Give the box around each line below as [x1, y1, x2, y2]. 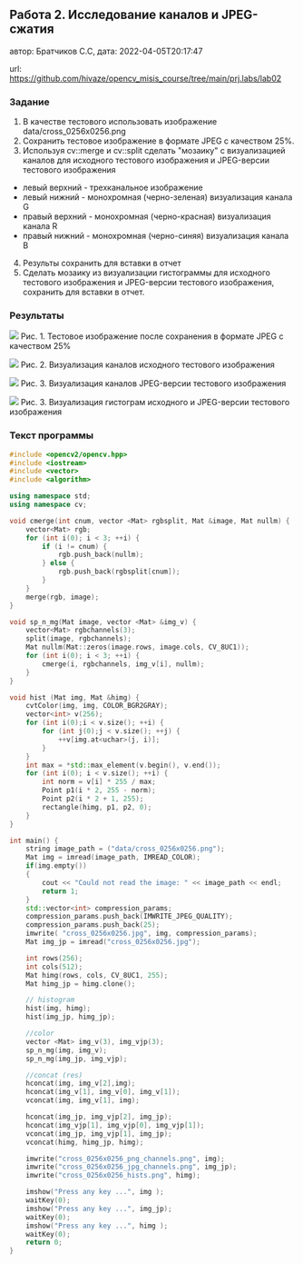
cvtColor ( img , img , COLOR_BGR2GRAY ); [25, 702, 169, 711]
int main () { [9, 836, 59, 845]
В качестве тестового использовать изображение [22, 116, 218, 127]
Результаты [9, 309, 64, 322]
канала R [22, 221, 58, 232]
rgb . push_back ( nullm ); [57, 550, 144, 560]
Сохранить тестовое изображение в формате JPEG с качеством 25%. [22, 135, 295, 146]
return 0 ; [25, 1238, 64, 1248]
